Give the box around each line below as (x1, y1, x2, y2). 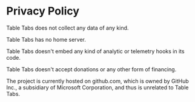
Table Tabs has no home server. (6, 36, 87, 43)
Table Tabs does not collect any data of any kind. (6, 24, 129, 31)
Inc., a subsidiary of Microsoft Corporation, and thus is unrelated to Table (6, 83, 189, 91)
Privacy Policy (6, 4, 80, 18)
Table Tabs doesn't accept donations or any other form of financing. (6, 65, 177, 73)
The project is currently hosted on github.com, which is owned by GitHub (6, 77, 189, 84)
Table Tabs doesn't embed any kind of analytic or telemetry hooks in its (6, 47, 185, 55)
